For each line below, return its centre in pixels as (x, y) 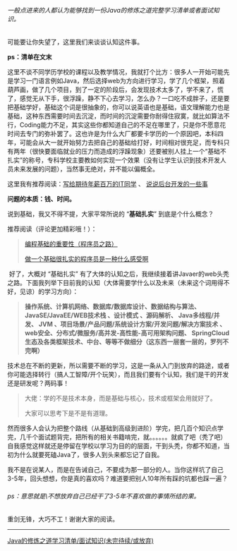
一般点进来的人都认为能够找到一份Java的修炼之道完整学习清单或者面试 (110, 10)
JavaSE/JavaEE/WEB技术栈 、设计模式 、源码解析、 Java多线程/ (119, 315)
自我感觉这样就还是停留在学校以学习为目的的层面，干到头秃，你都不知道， (115, 446)
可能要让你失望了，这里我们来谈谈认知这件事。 (75, 42)
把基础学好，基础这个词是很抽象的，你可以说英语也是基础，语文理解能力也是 (119, 107)
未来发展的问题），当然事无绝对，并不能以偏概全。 (86, 169)
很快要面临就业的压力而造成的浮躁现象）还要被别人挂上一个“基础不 (129, 152)
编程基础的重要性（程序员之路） (71, 244)
